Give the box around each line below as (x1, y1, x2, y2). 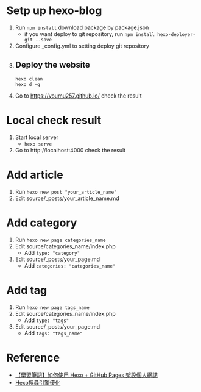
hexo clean (15, 76, 43, 82)
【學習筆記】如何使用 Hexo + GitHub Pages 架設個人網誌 (15, 371, 158, 379)
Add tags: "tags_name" (24, 329, 83, 337)
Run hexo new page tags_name (15, 303, 90, 311)
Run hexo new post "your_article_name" (15, 188, 117, 195)
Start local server (15, 134, 59, 141)
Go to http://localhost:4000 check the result (15, 146, 126, 154)
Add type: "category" (24, 249, 80, 256)
